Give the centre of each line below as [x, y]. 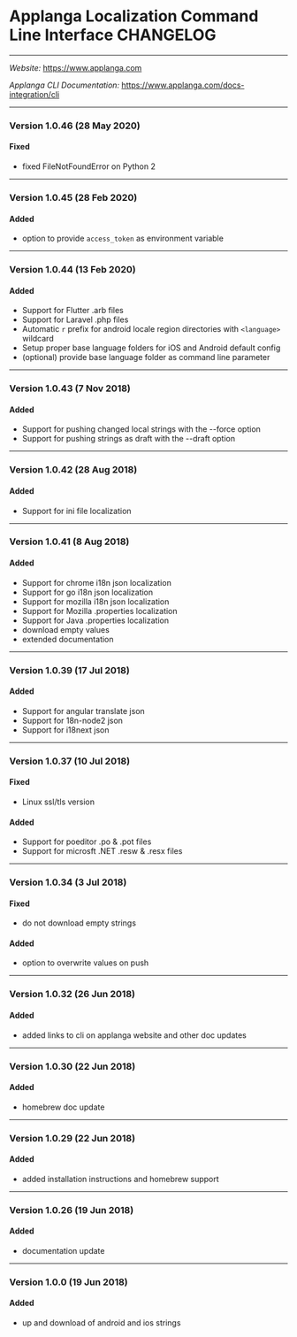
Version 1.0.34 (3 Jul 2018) [68, 882]
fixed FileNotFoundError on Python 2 [89, 166]
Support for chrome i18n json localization [97, 582]
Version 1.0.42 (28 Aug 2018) [73, 470]
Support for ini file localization [76, 511]
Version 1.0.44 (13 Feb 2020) [72, 270]
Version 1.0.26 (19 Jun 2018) [72, 1210]
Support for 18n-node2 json [72, 720]
